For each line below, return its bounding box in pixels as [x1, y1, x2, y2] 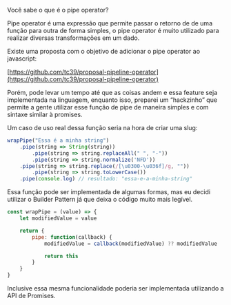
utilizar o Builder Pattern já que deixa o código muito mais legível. [7, 196, 193, 204]
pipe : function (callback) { [32, 233, 112, 240]
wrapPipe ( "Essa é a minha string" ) [7, 137, 110, 144]
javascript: [7, 54, 37, 63]
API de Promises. [7, 292, 56, 299]
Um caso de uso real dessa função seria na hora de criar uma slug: [7, 124, 198, 132]
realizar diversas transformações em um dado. [7, 34, 140, 42]
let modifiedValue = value [19, 215, 97, 222]
